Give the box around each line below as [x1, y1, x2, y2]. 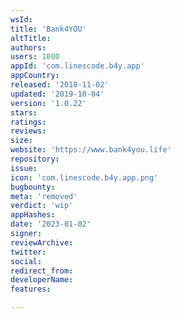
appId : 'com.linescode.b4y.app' [10, 61, 145, 71]
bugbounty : [10, 182, 56, 192]
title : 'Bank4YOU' [10, 24, 87, 34]
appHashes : [10, 210, 56, 220]
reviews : [10, 126, 47, 136]
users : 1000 [10, 52, 60, 62]
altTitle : [10, 33, 52, 43]
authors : [10, 42, 47, 53]
